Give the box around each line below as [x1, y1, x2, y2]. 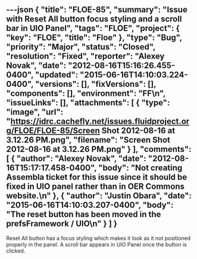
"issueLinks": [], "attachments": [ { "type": [6, 98, 170, 108]
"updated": [35, 70, 79, 80]
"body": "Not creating [98, 163, 183, 173]
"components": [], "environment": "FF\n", [6, 89, 165, 99]
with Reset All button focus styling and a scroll [6, 14, 182, 24]
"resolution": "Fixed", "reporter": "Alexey [6, 51, 165, 61]
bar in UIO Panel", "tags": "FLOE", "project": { [6, 23, 180, 33]
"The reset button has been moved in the [6, 210, 161, 220]
